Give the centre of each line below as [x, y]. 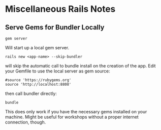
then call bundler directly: [31, 94]
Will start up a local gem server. [37, 48]
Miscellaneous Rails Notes [60, 9]
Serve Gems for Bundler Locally [55, 27]
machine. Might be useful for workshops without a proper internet [72, 117]
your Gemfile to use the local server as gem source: [58, 71]
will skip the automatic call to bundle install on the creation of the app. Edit [80, 66]
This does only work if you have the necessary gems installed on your [76, 112]
